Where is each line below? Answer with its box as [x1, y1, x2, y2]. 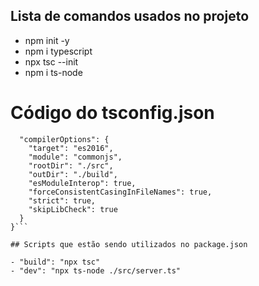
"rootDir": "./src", [28, 160, 114, 171]
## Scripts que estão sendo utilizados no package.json [10, 239, 248, 249]
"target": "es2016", [28, 143, 114, 153]
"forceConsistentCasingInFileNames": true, [28, 187, 213, 197]
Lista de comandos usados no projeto [10, 8, 250, 25]
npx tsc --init [24, 55, 79, 68]
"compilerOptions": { [19, 134, 110, 144]
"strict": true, [28, 195, 97, 206]
